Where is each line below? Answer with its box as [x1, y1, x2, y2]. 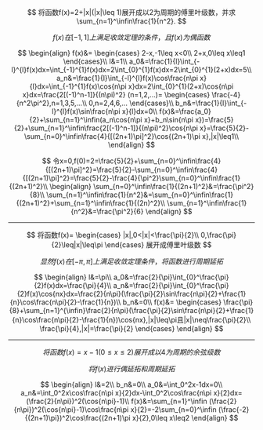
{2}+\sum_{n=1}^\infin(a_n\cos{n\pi [29, 115, 142, 124]
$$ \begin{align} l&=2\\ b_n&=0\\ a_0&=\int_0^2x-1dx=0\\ [40, 380, 223, 389]
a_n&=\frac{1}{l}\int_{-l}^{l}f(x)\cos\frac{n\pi [56, 74, 198, 82]
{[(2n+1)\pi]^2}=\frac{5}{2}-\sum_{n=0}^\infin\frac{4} [45, 165, 218, 174]
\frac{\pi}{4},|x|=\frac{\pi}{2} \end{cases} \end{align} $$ [39, 324, 224, 333]
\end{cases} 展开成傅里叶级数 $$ [104, 240, 212, 250]
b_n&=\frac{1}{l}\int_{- [175, 98, 247, 107]
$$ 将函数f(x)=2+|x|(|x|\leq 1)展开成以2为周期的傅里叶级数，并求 [27, 8, 236, 16]
